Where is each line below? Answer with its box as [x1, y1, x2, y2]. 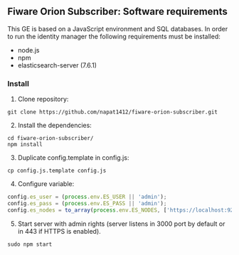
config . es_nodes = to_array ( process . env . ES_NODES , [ [7, 206, 167, 214]
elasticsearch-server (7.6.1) [17, 60, 97, 70]
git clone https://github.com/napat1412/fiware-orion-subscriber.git [7, 109, 218, 116]
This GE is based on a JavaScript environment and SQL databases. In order [7, 24, 228, 33]
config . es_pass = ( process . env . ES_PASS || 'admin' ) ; [7, 200, 167, 207]
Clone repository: [17, 95, 69, 104]
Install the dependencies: [17, 121, 92, 130]
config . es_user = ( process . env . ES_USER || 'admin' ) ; [7, 193, 167, 201]
